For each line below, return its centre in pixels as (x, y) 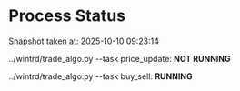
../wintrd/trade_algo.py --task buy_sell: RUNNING (100, 76)
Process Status (67, 16)
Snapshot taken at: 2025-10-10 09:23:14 (84, 41)
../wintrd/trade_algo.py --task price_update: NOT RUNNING (120, 58)
